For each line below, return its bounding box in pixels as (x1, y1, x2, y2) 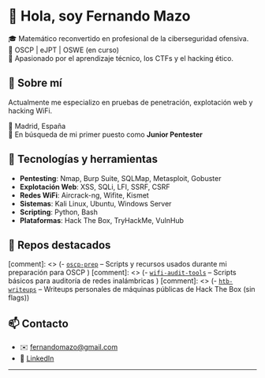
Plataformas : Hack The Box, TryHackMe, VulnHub (19, 215, 184, 225)
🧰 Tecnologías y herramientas (8, 153, 158, 166)
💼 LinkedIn (19, 353, 54, 363)
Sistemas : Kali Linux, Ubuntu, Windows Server (19, 198, 172, 208)
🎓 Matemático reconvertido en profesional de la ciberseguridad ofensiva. (8, 33, 249, 43)
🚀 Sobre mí (8, 77, 62, 90)
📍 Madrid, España (8, 121, 66, 130)
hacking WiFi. (8, 106, 53, 115)
